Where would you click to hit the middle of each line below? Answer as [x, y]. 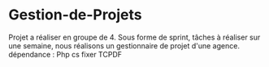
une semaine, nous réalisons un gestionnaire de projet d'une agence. [124, 45]
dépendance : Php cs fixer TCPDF [65, 54]
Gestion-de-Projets [75, 15]
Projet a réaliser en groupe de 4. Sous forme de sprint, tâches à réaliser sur [134, 37]
